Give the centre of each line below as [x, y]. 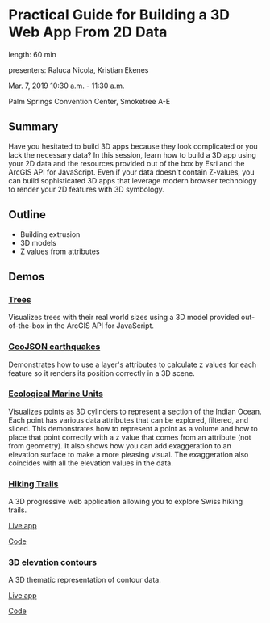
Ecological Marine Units [56, 394]
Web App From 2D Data [88, 32]
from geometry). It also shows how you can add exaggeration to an [120, 445]
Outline [27, 215]
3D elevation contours [53, 562]
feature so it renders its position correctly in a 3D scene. [102, 373]
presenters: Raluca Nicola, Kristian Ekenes [79, 69]
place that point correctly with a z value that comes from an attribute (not [130, 437]
